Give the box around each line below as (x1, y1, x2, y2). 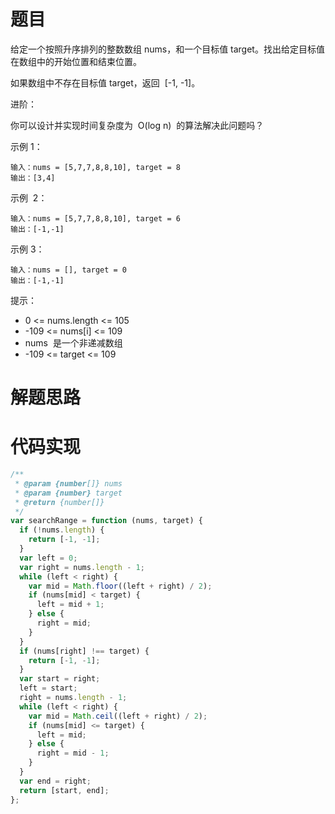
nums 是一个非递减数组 (24, 336, 123, 349)
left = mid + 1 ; (36, 600, 105, 610)
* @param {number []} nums (14, 478, 123, 489)
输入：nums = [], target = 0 (10, 265, 128, 275)
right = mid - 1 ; (36, 748, 110, 759)
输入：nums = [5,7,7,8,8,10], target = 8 (10, 162, 181, 172)
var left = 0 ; (19, 553, 78, 563)
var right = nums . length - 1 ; (19, 562, 145, 572)
